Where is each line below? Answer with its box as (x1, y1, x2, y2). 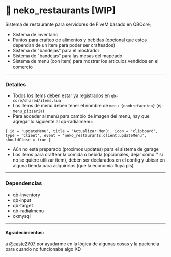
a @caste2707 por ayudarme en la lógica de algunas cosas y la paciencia (5, 241, 159, 247)
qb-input (12, 197, 32, 203)
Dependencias (5, 180, 42, 187)
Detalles (5, 81, 26, 88)
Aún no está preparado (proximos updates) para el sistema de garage (12, 146, 159, 152)
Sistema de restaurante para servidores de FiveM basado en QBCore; (5, 21, 151, 27)
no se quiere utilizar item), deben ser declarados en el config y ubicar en (12, 157, 165, 163)
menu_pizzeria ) (12, 108, 44, 114)
